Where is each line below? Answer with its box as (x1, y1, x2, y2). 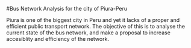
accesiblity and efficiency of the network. (6, 36, 110, 42)
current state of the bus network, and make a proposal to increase (6, 29, 171, 36)
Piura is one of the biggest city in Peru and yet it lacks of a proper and (6, 17, 180, 23)
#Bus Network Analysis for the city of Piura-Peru (6, 5, 128, 12)
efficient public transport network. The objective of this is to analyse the (6, 23, 186, 30)
